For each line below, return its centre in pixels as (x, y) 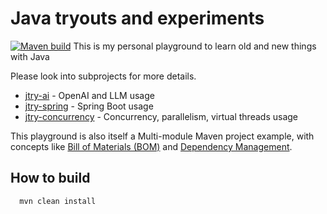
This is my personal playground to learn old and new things (195, 46)
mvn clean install (58, 201)
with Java (30, 56)
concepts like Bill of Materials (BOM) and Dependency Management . (151, 146)
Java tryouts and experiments (137, 18)
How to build (50, 178)
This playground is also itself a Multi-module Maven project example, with (162, 136)
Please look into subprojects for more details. (103, 76)
